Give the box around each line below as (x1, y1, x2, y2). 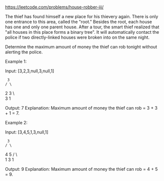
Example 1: (5, 59, 27, 64)
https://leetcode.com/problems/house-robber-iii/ (5, 4, 104, 10)
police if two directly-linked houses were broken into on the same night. (5, 34, 150, 40)
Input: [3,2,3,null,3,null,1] (5, 68, 54, 74)
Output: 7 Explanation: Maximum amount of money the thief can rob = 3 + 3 (5, 105, 158, 111)
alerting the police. (5, 49, 43, 55)
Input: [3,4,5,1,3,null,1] (5, 129, 48, 135)
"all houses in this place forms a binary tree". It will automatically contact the (5, 29, 160, 35)
